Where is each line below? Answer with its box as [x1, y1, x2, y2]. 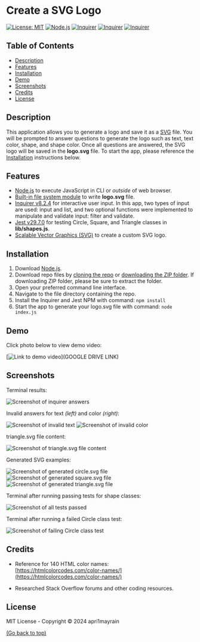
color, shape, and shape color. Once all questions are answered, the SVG [6, 141, 186, 148]
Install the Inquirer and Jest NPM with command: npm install [14, 297, 166, 304]
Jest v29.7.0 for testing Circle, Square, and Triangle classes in [14, 219, 167, 226]
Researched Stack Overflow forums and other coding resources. [14, 584, 174, 592]
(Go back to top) [6, 629, 47, 637]
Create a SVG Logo [6, 4, 101, 17]
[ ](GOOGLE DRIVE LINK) [6, 353, 119, 360]
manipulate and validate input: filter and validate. [14, 212, 135, 219]
